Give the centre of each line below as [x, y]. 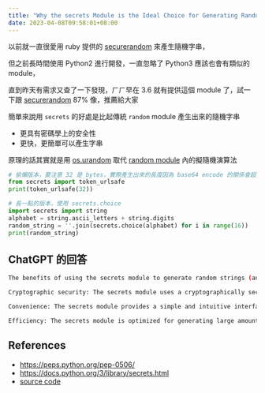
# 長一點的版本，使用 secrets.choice [65, 204]
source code [40, 381]
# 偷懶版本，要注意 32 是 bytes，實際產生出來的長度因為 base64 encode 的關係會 [129, 174]
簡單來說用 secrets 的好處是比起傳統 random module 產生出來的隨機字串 [124, 116]
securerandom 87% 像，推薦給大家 [81, 99]
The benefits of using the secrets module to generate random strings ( [130, 278]
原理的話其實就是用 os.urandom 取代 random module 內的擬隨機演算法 [123, 159]
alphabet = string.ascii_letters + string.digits [91, 218]
